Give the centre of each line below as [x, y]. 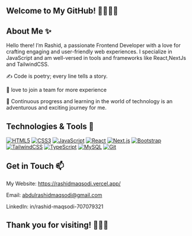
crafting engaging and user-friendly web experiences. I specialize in [89, 52]
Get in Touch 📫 [35, 166]
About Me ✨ [29, 31]
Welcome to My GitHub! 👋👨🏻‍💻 [62, 11]
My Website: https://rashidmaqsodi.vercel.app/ [63, 183]
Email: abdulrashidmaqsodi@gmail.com [54, 195]
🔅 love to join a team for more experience [56, 90]
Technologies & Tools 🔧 [50, 126]
